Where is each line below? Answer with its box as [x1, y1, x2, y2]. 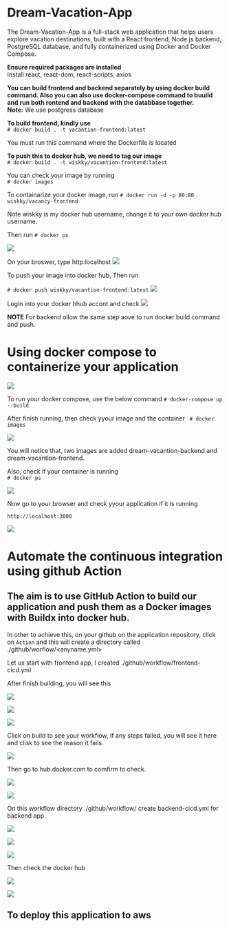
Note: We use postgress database [7, 105, 105, 114]
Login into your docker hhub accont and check [7, 299, 140, 307]
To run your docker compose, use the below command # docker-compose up [7, 394, 223, 403]
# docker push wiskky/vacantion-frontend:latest [7, 286, 149, 294]
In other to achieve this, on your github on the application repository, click [7, 630, 216, 638]
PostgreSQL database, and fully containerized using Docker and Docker [7, 42, 211, 50]
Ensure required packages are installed [7, 63, 122, 71]
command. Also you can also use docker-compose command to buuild [7, 91, 213, 99]
